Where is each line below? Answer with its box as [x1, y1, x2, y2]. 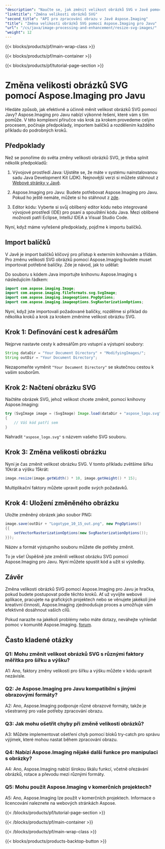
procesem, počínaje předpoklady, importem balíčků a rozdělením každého [5, 122, 155, 128]
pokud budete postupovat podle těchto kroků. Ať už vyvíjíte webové [5, 591, 142, 597]
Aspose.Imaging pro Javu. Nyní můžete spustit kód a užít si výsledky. [5, 559, 145, 565]
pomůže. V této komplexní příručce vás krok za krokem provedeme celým [5, 116, 154, 123]
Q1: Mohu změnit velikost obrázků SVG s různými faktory [5, 651, 144, 657]
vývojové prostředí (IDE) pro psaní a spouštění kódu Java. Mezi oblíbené [12, 209, 159, 215]
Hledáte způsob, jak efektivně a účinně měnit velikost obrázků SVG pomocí [5, 106, 157, 112]
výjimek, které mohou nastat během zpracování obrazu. [5, 736, 118, 742]
